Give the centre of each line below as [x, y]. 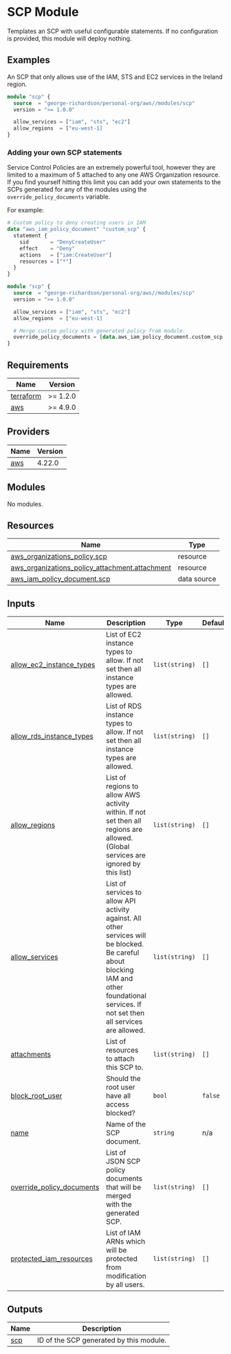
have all [118, 1096]
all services [124, 1022]
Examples [29, 60]
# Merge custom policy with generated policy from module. [100, 331]
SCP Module [43, 12]
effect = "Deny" [47, 248]
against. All [124, 918]
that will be [123, 1187]
